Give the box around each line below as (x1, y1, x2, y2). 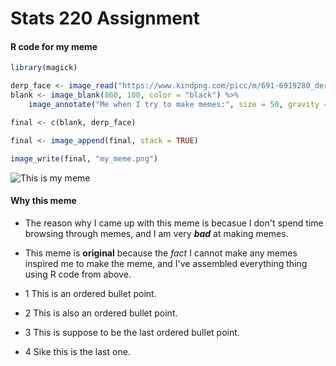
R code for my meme (10, 40, 98, 52)
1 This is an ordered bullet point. (24, 287, 157, 299)
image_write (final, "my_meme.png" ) (10, 153, 159, 164)
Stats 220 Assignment (10, 7, 200, 30)
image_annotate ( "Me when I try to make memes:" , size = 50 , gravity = (28, 100, 329, 110)
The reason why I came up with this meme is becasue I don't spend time (24, 217, 324, 229)
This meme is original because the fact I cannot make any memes (24, 247, 298, 259)
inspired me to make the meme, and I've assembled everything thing (24, 257, 308, 269)
